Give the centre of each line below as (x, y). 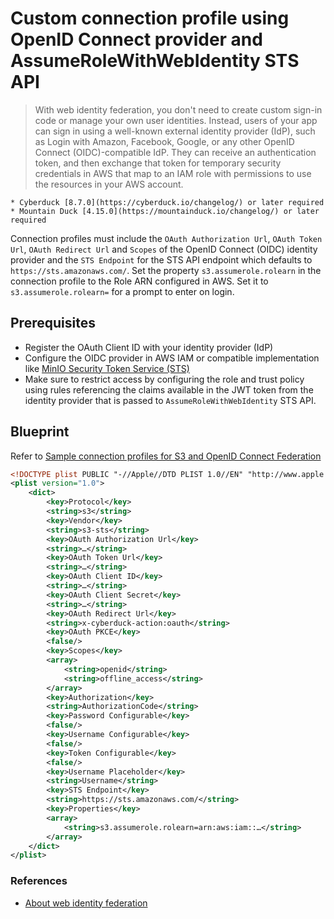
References (39, 881)
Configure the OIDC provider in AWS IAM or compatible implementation (172, 358)
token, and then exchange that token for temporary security (158, 163)
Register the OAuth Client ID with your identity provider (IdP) (149, 347)
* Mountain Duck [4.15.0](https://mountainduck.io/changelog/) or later (165, 211)
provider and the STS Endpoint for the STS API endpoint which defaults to (161, 259)
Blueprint (40, 432)
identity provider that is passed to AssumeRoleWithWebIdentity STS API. (170, 400)
